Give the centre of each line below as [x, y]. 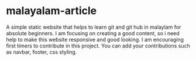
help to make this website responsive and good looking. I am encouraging [95, 39]
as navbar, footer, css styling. [42, 52]
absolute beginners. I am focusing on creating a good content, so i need [93, 33]
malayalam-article [51, 11]
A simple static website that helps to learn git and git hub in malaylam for [94, 27]
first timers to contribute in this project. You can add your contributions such [98, 46]
